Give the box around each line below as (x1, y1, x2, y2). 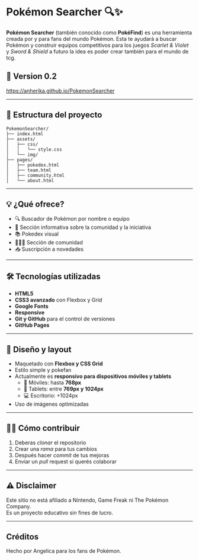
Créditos (6, 532, 39, 542)
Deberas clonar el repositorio (14, 439, 86, 446)
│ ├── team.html (6, 167, 52, 173)
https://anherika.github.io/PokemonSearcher (6, 87, 115, 94)
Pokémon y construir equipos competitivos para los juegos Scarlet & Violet (6, 42, 189, 49)
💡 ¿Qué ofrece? (6, 199, 65, 209)
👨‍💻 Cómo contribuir (6, 423, 80, 434)
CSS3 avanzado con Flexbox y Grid (14, 297, 102, 304)
